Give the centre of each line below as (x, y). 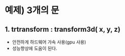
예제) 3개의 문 (32, 10)
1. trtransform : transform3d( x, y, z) (63, 29)
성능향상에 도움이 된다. (35, 48)
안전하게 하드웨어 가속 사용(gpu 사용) (49, 42)
